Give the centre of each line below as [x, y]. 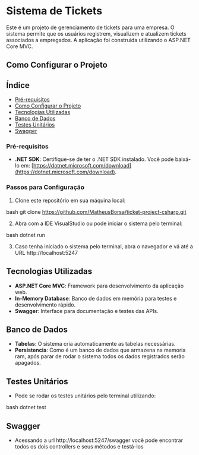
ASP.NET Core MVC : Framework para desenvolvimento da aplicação [99, 286]
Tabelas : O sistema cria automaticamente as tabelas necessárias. [95, 344]
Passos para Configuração [45, 187]
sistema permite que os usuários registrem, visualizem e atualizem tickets [96, 33]
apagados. [28, 363]
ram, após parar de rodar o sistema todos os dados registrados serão [100, 356]
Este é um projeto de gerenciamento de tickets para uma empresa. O [90, 27]
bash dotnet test [26, 407]
